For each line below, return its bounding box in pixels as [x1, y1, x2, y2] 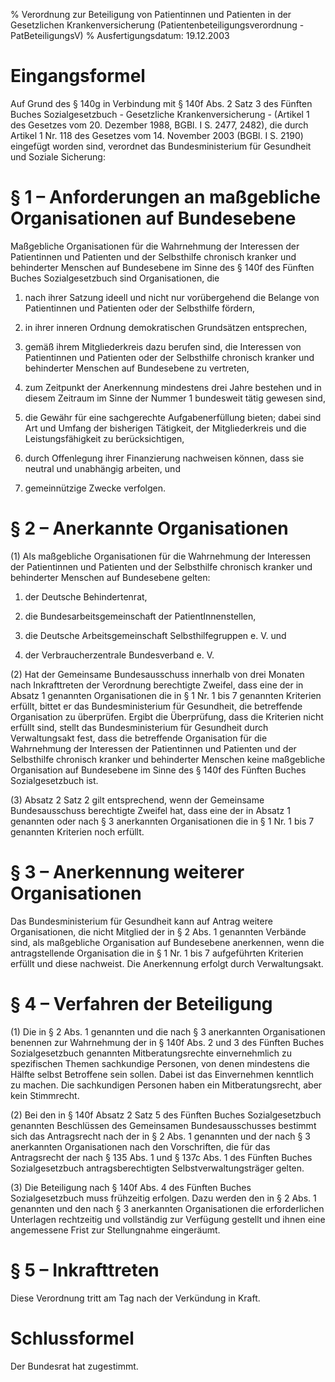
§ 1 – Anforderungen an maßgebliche [10, 186, 321, 209]
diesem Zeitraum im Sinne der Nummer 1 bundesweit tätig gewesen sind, [24, 392, 326, 404]
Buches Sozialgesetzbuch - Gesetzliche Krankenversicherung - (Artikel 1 [10, 108, 310, 120]
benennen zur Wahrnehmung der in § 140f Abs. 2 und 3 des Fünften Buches [10, 1036, 325, 1048]
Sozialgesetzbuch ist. [10, 774, 99, 786]
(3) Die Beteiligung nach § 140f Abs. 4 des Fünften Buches [10, 1181, 252, 1193]
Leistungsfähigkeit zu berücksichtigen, [24, 432, 185, 444]
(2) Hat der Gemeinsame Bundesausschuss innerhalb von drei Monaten [10, 668, 305, 680]
